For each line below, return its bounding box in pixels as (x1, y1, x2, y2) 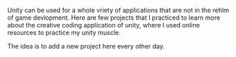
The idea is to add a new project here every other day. (7, 42, 165, 50)
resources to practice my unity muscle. (7, 28, 122, 37)
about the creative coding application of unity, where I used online (7, 21, 200, 29)
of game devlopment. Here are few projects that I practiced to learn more (7, 13, 220, 22)
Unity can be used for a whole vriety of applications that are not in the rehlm (7, 6, 230, 14)
